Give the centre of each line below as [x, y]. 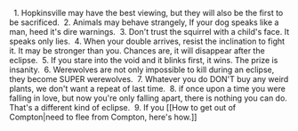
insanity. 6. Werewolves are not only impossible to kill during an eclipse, [142, 70]
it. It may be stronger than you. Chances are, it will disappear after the [137, 51]
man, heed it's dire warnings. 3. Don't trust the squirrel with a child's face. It [149, 32]
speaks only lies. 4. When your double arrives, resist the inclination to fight [147, 41]
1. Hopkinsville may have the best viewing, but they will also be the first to [148, 13]
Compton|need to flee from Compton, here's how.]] [103, 117]
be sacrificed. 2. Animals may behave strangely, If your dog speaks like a [144, 22]
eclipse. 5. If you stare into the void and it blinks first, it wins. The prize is [144, 60]
